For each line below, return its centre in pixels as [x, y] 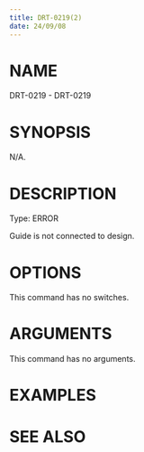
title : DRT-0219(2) [46, 18]
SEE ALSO [48, 436]
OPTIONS [45, 272]
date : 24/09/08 [38, 26]
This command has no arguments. [72, 359]
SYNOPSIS [50, 132]
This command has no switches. [69, 298]
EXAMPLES [53, 396]
